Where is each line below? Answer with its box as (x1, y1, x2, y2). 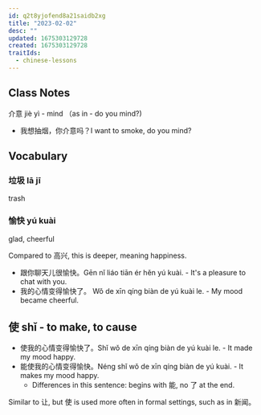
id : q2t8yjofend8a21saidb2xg (8, 11, 106, 20)
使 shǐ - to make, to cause (8, 320, 137, 334)
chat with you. (19, 276, 67, 286)
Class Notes (8, 86, 71, 100)
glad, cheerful (8, 234, 55, 243)
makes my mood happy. (19, 371, 100, 380)
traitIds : (8, 49, 42, 57)
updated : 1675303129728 (8, 34, 88, 43)
